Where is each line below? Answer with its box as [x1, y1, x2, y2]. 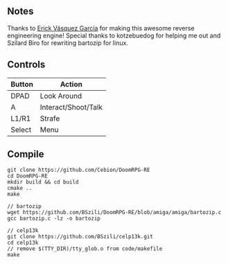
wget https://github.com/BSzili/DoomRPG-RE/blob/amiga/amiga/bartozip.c [7, 209, 222, 216]
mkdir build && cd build [7, 179, 79, 186]
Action [60, 79, 83, 89]
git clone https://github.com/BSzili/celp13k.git [7, 234, 154, 240]
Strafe [40, 114, 60, 123]
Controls [7, 59, 46, 71]
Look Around [40, 91, 82, 100]
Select [10, 125, 32, 134]
